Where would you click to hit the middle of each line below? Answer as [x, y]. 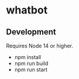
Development [31, 32]
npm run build [31, 63]
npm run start [31, 70]
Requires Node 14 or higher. [39, 46]
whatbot [27, 10]
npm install [28, 57]
